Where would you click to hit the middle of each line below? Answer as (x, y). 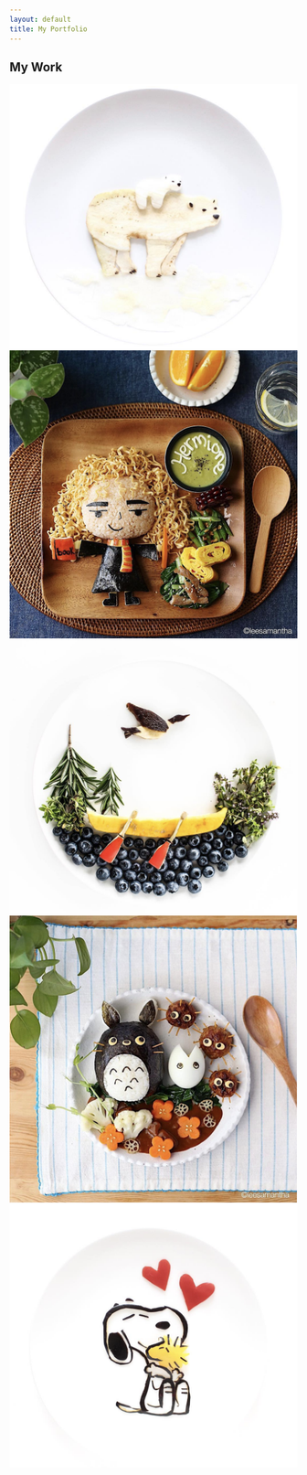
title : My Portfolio (49, 29)
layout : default (40, 19)
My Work (36, 67)
